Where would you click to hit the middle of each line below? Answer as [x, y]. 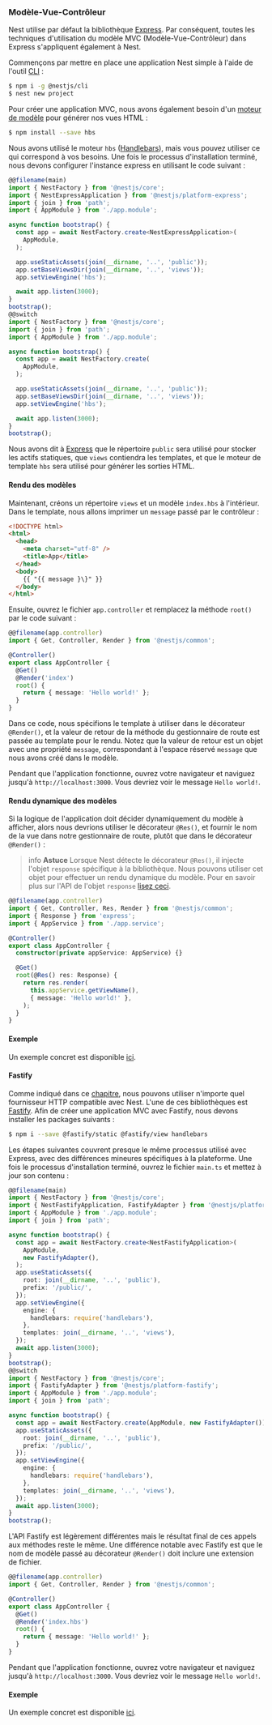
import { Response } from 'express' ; [72, 916]
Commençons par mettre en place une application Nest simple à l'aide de [131, 62]
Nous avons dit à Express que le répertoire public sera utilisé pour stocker [132, 449]
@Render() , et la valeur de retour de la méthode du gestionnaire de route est [134, 732]
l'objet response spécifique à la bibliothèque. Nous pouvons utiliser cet [146, 869]
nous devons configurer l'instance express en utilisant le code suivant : [127, 165]
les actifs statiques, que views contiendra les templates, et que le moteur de [135, 458]
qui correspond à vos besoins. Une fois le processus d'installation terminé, [133, 156]
